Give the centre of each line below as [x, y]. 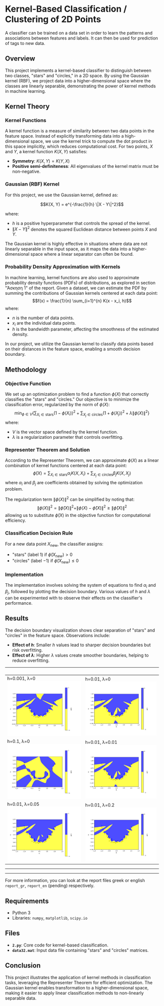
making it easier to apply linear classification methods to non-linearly [74, 993]
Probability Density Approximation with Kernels [63, 267]
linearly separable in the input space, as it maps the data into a [68, 249]
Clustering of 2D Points [53, 19]
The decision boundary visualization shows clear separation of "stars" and [80, 630]
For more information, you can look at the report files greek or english [75, 881]
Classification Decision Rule [39, 533]
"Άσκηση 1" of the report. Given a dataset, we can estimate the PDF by [76, 288]
